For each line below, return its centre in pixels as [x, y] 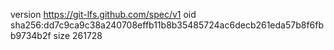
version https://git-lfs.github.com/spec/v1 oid [103, 14]
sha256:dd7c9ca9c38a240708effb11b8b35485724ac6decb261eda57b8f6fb [167, 25]
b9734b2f [31, 35]
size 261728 [78, 35]
